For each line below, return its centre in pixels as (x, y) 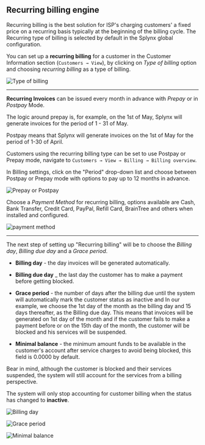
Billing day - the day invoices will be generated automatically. (92, 263)
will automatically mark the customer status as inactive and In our (97, 300)
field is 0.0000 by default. (48, 356)
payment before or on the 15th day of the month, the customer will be (102, 325)
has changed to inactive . (38, 400)
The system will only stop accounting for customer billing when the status (99, 393)
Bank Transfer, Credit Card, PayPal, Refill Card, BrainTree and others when (100, 208)
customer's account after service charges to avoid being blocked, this (103, 350)
